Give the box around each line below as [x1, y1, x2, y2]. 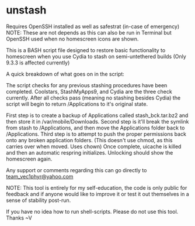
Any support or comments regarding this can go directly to [6, 166, 147, 173]
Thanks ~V [6, 214, 32, 221]
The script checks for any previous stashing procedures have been [6, 81, 168, 88]
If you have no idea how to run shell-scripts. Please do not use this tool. [6, 208, 179, 215]
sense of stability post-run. [6, 197, 71, 204]
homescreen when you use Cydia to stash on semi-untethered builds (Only [6, 53, 187, 60]
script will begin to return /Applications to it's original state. [6, 100, 148, 107]
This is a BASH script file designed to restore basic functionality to [6, 46, 166, 53]
